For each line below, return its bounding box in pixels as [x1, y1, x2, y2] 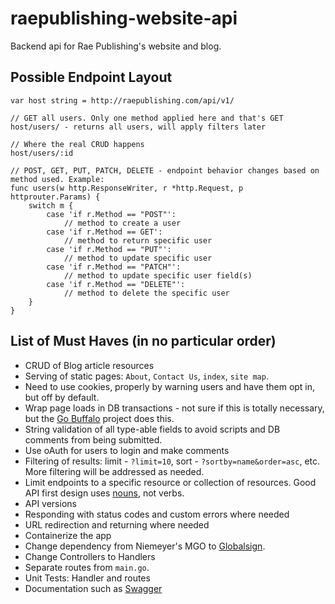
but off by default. [24, 391, 100, 403]
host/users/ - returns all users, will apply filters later [10, 122, 267, 132]
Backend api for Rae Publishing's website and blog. [10, 40, 222, 52]
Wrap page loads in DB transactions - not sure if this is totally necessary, [24, 402, 325, 414]
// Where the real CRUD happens [10, 139, 145, 149]
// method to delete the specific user [63, 288, 230, 298]
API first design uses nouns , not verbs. [24, 487, 185, 499]
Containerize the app [24, 529, 112, 541]
